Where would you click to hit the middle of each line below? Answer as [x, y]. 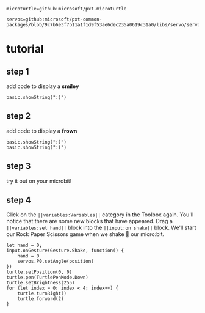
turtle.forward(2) [41, 299]
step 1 [18, 71]
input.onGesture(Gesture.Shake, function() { [65, 251]
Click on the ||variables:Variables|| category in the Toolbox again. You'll [100, 215]
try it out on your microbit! [39, 181]
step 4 [19, 200]
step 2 [19, 116]
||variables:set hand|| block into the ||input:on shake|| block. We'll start [101, 228]
